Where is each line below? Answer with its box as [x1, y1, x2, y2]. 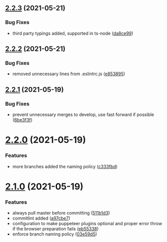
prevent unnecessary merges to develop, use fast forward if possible [12, 112, 155, 118]
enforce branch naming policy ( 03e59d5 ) [12, 231, 97, 237]
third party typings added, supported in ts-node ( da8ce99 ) [12, 30, 134, 36]
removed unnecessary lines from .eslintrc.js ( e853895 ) [12, 71, 126, 77]
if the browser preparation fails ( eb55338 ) [12, 226, 99, 232]
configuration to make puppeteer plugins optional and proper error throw [12, 221, 163, 227]
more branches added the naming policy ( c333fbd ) [12, 163, 118, 169]
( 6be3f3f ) [12, 117, 33, 123]
